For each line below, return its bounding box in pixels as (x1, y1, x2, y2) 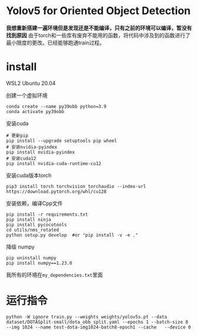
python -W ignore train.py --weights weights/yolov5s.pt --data (6, 314, 167, 319)
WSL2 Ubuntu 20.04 (6, 80, 56, 87)
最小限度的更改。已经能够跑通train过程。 (6, 39, 105, 46)
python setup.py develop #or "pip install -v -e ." (6, 232, 138, 238)
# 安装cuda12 (6, 155, 37, 162)
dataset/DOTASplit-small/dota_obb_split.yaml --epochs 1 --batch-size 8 (6, 319, 189, 325)
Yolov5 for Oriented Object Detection (6, 4, 191, 18)
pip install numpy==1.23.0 (6, 260, 72, 266)
